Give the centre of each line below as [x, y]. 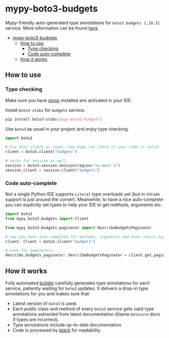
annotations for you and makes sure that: [48, 293]
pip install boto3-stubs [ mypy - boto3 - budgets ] [54, 119]
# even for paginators [29, 250]
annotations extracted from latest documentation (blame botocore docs [86, 314]
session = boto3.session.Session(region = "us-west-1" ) [63, 165]
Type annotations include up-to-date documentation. [67, 324]
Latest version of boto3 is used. [45, 303]
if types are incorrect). [36, 319]
